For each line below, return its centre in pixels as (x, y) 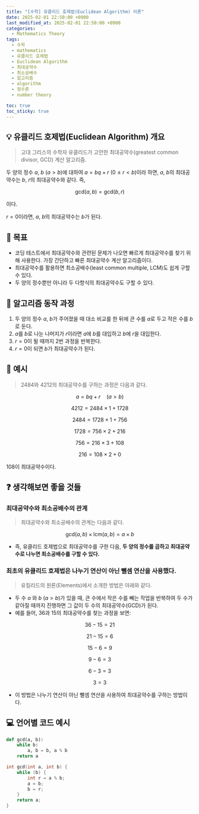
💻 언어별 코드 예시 (38, 723)
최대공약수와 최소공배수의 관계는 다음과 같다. (72, 522)
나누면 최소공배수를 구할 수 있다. (63, 554)
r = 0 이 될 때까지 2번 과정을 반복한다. (58, 341)
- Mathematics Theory (38, 34)
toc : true (18, 106)
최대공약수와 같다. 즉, (61, 180)
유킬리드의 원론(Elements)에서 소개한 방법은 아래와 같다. (86, 585)
